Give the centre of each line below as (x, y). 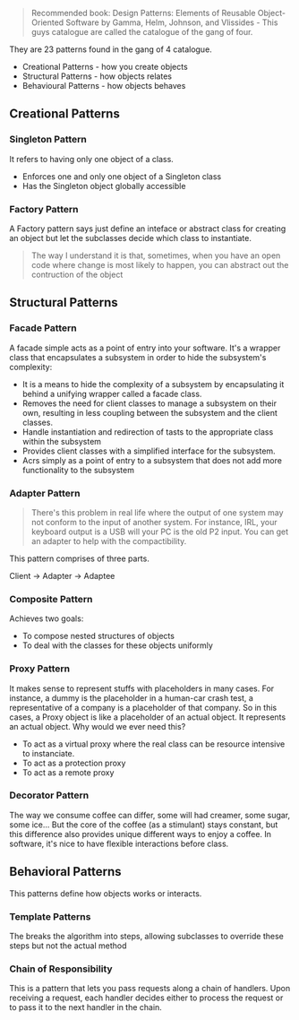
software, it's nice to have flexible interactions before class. (119, 843)
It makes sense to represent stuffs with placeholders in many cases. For (142, 688)
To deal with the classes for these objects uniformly (117, 645)
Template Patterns (50, 916)
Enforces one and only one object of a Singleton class (122, 176)
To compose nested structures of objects (98, 636)
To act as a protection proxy (74, 763)
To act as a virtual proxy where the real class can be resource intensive (154, 744)
